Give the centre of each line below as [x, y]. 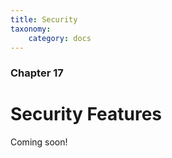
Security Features [86, 114]
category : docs [60, 38]
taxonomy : [31, 29]
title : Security [44, 19]
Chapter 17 [37, 73]
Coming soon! [39, 142]
